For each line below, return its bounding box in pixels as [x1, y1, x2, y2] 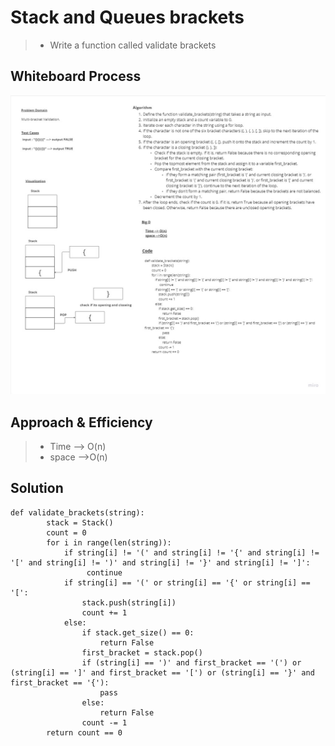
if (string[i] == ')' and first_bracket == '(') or [81, 657, 302, 668]
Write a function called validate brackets [49, 39, 217, 51]
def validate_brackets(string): [10, 507, 145, 518]
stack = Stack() [46, 517, 114, 528]
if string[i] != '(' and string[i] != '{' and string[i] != [63, 547, 320, 558]
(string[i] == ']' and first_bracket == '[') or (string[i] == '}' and [10, 667, 315, 678]
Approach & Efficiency [10, 414, 153, 431]
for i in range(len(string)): [46, 537, 172, 548]
